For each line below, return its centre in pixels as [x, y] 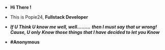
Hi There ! [21, 7]
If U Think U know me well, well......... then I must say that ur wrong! [83, 27]
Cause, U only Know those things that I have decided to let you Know [85, 32]
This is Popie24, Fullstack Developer [49, 17]
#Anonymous [25, 42]
